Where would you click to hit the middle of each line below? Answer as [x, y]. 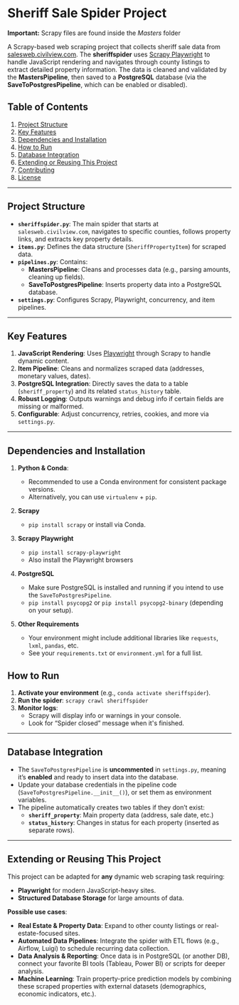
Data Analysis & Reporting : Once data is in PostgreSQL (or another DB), [123, 956]
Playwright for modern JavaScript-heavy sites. [87, 890]
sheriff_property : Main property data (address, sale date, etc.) [121, 814]
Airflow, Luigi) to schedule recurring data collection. [94, 948]
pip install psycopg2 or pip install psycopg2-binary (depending [126, 603]
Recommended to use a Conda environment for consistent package [127, 482]
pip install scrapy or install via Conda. [87, 525]
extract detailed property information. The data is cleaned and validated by [117, 69]
